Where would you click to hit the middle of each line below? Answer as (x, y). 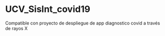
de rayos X (16, 28)
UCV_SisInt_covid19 (48, 9)
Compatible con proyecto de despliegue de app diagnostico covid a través (83, 23)
